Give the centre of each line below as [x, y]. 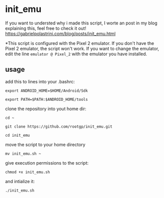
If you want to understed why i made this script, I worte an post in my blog [82, 23]
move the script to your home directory [45, 144]
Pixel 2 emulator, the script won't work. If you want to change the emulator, [82, 48]
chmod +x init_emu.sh [28, 172]
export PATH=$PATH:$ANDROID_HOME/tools [47, 99]
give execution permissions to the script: [47, 163]
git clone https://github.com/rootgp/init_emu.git [59, 126]
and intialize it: [20, 181]
